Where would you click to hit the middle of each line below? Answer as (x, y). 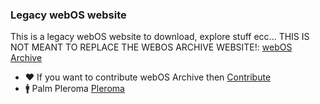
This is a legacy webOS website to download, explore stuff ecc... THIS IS (160, 37)
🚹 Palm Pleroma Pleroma (74, 89)
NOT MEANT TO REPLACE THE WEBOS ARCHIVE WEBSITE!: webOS (151, 47)
